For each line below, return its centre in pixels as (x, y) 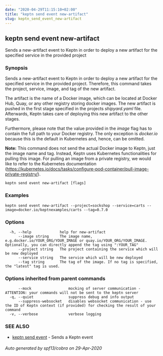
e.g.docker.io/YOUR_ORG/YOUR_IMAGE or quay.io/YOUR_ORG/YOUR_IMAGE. (76, 241)
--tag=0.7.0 (96, 210)
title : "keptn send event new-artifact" (47, 14)
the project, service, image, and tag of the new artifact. (61, 89)
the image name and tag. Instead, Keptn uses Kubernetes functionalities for (81, 154)
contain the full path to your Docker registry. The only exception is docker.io (81, 134)
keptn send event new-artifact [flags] (46, 183)
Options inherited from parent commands (55, 278)
